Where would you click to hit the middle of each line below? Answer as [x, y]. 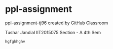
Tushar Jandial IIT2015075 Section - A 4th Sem [53, 32]
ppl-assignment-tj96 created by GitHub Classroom [57, 23]
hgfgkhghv [15, 41]
